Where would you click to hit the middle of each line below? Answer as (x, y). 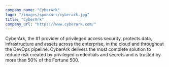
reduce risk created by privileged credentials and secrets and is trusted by (83, 55)
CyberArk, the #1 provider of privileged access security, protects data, (79, 39)
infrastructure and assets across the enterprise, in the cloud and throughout (84, 44)
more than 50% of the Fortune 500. (42, 60)
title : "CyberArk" (25, 19)
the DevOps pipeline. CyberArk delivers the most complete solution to (78, 49)
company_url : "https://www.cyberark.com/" (51, 24)
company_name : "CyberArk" (32, 10)
